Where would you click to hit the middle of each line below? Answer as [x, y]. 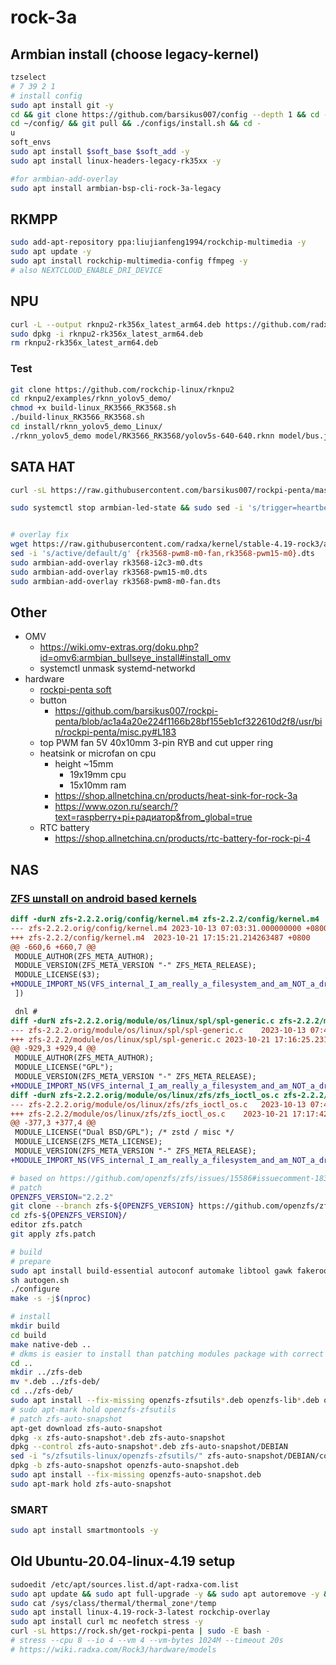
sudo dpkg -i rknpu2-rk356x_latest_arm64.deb [106, 334]
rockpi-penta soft [75, 690]
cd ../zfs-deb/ [42, 1391]
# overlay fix [40, 535]
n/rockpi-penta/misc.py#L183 [115, 732]
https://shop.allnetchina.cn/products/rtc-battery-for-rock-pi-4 [183, 838]
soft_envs [31, 142]
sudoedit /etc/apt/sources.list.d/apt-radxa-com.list [125, 1584]
